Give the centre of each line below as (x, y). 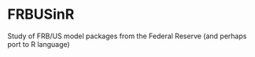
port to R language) (39, 44)
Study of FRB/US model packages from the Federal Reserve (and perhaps (127, 36)
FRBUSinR (41, 14)
